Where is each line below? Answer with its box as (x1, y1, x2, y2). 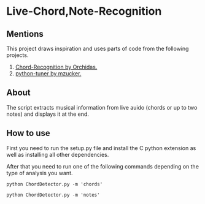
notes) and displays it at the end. (6, 110, 89, 118)
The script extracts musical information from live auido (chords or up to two (6, 104, 198, 111)
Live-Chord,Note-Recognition (6, 4, 162, 18)
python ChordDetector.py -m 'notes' (6, 192, 100, 198)
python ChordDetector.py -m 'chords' (6, 181, 103, 187)
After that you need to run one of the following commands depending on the (6, 162, 199, 170)
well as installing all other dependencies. (6, 151, 109, 158)
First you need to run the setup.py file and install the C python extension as (6, 144, 196, 151)
